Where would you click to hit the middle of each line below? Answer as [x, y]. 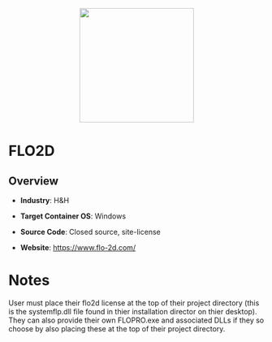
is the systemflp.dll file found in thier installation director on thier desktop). [133, 311]
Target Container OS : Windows [73, 216]
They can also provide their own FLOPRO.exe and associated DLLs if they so [136, 320]
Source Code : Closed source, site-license [90, 232]
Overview [34, 181]
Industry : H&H [45, 200]
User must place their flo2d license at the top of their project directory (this [134, 303]
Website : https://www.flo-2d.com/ [78, 247]
